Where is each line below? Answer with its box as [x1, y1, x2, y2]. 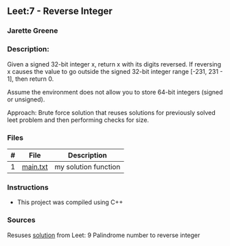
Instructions [7, 182, 49, 192]
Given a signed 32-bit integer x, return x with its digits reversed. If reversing [7, 60, 222, 68]
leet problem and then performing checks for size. [7, 116, 150, 124]
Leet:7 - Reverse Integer [7, 5, 113, 17]
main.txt [21, 162, 48, 171]
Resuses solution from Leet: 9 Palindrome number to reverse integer [7, 231, 200, 239]
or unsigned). [7, 95, 45, 103]
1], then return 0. [7, 75, 54, 83]
